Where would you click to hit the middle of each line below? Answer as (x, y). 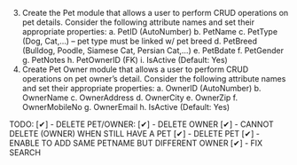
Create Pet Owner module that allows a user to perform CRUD (135, 69)
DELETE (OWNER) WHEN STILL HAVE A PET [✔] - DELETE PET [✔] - (134, 134)
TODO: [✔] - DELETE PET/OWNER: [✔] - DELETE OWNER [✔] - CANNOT (141, 124)
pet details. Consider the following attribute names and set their (138, 22)
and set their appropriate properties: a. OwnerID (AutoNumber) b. (141, 88)
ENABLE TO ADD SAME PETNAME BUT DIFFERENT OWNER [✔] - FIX (136, 143)
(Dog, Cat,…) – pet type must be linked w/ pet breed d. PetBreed (139, 41)
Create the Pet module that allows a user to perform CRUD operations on (155, 13)
